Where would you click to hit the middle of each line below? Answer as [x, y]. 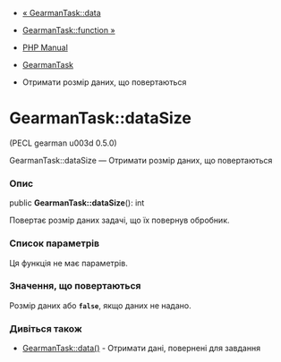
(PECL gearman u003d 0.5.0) [64, 143]
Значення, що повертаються [75, 286]
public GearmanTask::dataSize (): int [77, 203]
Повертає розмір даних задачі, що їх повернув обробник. [119, 220]
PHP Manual [45, 47]
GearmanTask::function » [68, 30]
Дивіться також [46, 328]
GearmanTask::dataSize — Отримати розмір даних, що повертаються [141, 160]
